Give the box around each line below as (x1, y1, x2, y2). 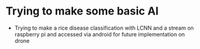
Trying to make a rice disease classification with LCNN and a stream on (14, 24, 195, 31)
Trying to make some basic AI (5, 4, 159, 18)
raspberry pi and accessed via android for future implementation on (14, 30, 185, 38)
